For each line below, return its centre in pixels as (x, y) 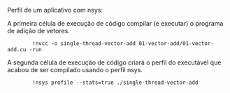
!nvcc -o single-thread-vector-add (84, 44)
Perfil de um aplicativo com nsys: (55, 10)
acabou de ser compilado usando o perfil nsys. (75, 70)
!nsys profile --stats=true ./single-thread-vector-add (115, 83)
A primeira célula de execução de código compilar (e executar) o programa (115, 23)
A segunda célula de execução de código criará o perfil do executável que (114, 62)
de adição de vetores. (38, 31)
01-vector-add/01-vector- (177, 44)
